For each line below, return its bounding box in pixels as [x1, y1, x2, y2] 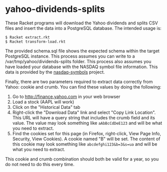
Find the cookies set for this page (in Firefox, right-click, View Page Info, [12, 130, 161, 136]
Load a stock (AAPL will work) [12, 98, 75, 105]
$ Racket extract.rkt [5, 35, 50, 40]
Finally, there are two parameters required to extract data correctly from [5, 79, 153, 85]
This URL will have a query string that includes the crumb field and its [12, 114, 156, 120]
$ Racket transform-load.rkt [5, 39, 66, 44]
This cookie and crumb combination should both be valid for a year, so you [5, 156, 159, 162]
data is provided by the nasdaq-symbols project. [5, 69, 105, 75]
